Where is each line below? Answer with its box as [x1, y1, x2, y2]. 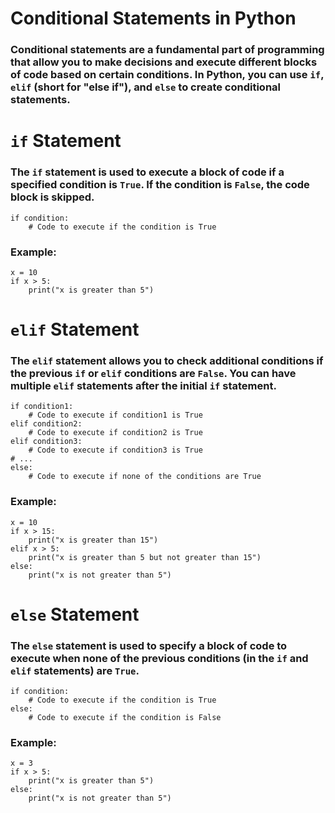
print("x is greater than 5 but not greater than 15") [28, 552, 262, 562]
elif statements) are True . [10, 663, 140, 677]
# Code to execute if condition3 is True [28, 445, 203, 456]
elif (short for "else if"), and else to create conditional [10, 80, 282, 94]
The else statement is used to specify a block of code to [10, 638, 288, 652]
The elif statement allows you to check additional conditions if [10, 354, 324, 367]
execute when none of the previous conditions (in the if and [10, 651, 309, 665]
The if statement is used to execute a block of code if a [10, 165, 285, 179]
